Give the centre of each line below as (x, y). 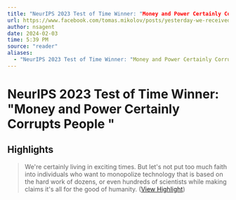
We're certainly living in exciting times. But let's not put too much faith (125, 166)
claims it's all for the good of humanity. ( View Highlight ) (105, 189)
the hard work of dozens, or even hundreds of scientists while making (125, 181)
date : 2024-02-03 (33, 33)
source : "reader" (33, 46)
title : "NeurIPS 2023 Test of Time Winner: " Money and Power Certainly (114, 14)
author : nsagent (31, 27)
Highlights (31, 150)
